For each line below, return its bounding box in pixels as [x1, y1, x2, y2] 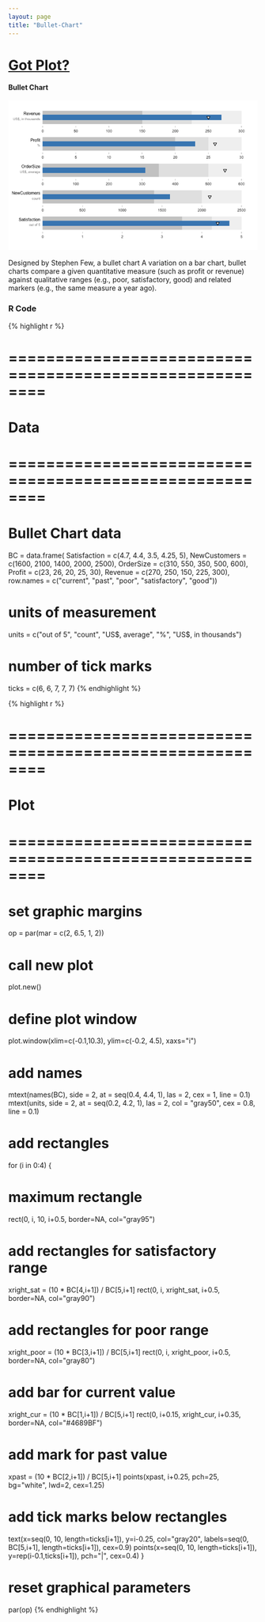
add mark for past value [8, 1446, 168, 1464]
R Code [8, 303, 37, 314]
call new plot [8, 956, 93, 974]
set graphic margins [8, 902, 142, 921]
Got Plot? [8, 56, 70, 74]
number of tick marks [8, 657, 153, 675]
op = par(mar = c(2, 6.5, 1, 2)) [8, 928, 104, 938]
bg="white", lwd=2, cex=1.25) [8, 1480, 105, 1490]
